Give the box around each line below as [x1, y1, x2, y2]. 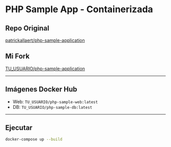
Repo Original [5, 24, 49, 33]
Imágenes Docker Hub [5, 85, 77, 94]
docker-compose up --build [5, 137, 63, 142]
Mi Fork [5, 52, 30, 61]
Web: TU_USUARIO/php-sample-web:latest [12, 98, 98, 105]
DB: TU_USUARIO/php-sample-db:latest [12, 104, 93, 110]
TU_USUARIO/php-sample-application [5, 65, 85, 72]
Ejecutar [5, 124, 33, 132]
